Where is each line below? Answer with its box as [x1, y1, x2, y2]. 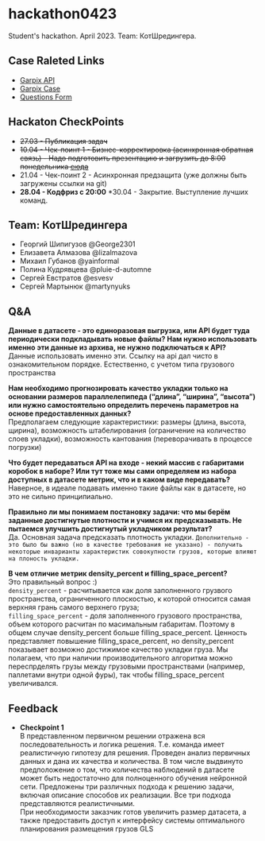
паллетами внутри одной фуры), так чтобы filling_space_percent [8, 670, 225, 680]
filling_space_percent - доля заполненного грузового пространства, [8, 611, 243, 621]
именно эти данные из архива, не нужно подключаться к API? [8, 343, 226, 352]
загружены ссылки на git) [19, 178, 107, 188]
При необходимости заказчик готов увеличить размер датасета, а [19, 808, 247, 816]
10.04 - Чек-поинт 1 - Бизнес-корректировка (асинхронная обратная [19, 145, 254, 154]
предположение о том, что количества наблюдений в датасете [19, 765, 235, 774]
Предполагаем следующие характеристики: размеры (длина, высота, [8, 417, 247, 427]
